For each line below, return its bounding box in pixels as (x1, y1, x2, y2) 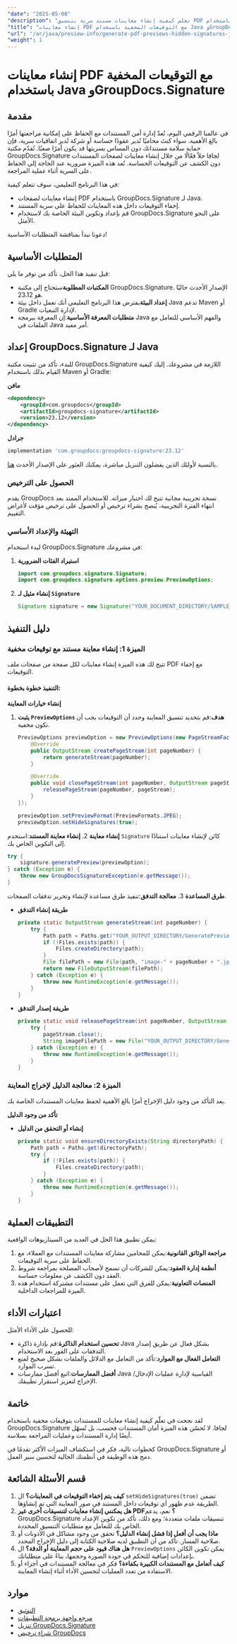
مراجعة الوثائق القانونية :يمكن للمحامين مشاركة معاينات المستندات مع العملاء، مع (17, 1249, 226, 1257)
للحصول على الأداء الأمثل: (7, 1326, 74, 1334)
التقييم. (7, 509, 26, 517)
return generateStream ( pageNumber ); (43, 753, 151, 761)
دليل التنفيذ (7, 623, 50, 635)
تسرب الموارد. (17, 1362, 56, 1370)
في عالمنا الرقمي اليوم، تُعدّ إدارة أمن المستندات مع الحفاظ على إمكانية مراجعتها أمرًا (7, 129, 229, 138)
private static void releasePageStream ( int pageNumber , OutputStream (17, 1018, 227, 1025)
